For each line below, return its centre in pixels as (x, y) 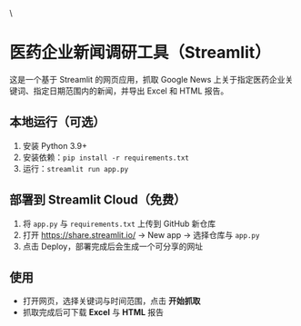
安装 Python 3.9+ (55, 145)
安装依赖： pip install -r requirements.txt (105, 157)
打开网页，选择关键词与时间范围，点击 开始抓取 (111, 301)
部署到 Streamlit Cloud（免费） (98, 200)
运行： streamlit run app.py (75, 168)
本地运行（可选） (57, 122)
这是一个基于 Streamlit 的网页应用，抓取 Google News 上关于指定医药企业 (147, 79)
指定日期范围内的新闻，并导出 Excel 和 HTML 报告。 (131, 91)
